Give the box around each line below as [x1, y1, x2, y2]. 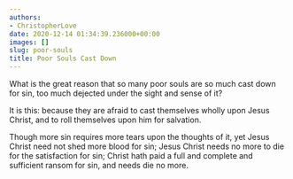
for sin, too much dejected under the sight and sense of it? [9, 88, 223, 98]
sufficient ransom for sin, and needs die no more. [9, 160, 189, 170]
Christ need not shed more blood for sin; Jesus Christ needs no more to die [9, 141, 285, 152]
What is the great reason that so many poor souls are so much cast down [9, 79, 276, 89]
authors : [9, 12, 42, 22]
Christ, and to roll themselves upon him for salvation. [9, 114, 202, 125]
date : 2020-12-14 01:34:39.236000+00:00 [9, 29, 161, 38]
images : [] [9, 37, 50, 47]
